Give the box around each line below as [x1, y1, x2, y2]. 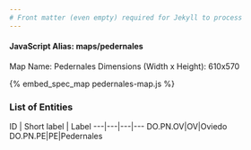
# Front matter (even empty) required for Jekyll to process [9, 13, 243, 22]
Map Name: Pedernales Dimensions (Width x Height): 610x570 [9, 60, 240, 72]
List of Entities [9, 101, 74, 113]
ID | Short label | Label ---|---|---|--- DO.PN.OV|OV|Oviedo [9, 121, 228, 132]
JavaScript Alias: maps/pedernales [9, 41, 143, 52]
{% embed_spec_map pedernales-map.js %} [9, 78, 176, 89]
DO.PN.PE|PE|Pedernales [9, 131, 103, 142]
